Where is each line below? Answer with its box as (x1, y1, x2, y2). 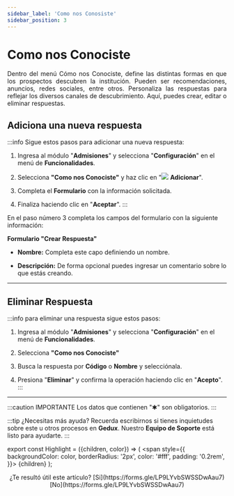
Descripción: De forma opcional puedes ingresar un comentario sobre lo (17, 262, 227, 270)
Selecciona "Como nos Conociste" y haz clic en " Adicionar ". (17, 173, 203, 182)
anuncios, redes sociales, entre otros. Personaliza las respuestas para (7, 84, 227, 93)
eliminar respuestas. (7, 99, 65, 108)
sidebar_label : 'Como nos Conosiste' (7, 10, 117, 17)
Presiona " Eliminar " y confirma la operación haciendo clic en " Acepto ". (17, 375, 223, 384)
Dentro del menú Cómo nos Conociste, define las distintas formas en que (7, 70, 227, 78)
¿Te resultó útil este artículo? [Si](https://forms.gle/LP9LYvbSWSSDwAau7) (9, 473, 225, 481)
